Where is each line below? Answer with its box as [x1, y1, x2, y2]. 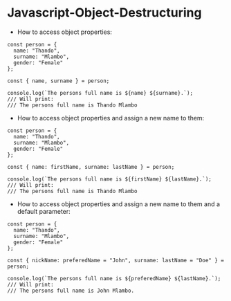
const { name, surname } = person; [7, 77, 110, 84]
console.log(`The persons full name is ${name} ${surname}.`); [7, 89, 194, 96]
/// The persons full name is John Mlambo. [7, 287, 135, 294]
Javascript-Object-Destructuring [7, 5, 202, 21]
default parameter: [17, 207, 71, 215]
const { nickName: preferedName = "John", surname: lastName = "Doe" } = [7, 257, 225, 264]
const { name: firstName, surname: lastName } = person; [7, 163, 175, 170]
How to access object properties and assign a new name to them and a [17, 199, 220, 208]
